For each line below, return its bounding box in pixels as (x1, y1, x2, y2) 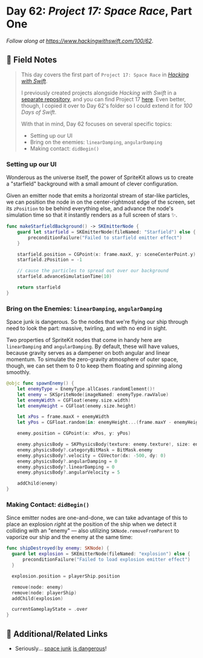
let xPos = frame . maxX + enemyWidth (17, 414, 110, 420)
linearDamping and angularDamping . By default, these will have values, (6, 343, 179, 350)
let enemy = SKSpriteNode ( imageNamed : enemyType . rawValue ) (17, 391, 169, 398)
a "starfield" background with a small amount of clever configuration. (6, 180, 178, 187)
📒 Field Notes (6, 55, 57, 65)
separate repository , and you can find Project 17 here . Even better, (21, 95, 186, 102)
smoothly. (6, 369, 31, 376)
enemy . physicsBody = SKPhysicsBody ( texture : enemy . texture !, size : (17, 441, 190, 448)
